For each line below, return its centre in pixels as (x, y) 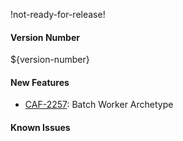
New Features (40, 82)
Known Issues (40, 127)
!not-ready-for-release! (58, 14)
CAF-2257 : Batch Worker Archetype (99, 105)
